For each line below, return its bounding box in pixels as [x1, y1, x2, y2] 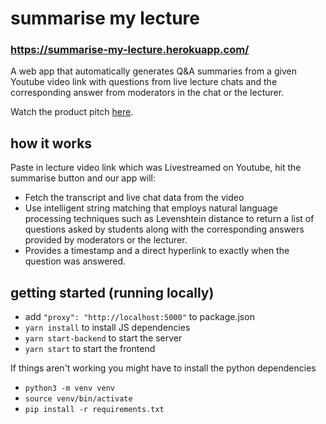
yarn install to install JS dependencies [24, 322, 191, 334]
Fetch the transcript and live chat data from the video [24, 192, 245, 204]
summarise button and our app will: [10, 172, 156, 184]
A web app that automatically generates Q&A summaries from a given [10, 65, 297, 77]
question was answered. [24, 255, 127, 267]
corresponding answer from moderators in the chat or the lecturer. [10, 87, 285, 99]
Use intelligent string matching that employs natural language [24, 202, 278, 214]
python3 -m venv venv [24, 383, 115, 394]
